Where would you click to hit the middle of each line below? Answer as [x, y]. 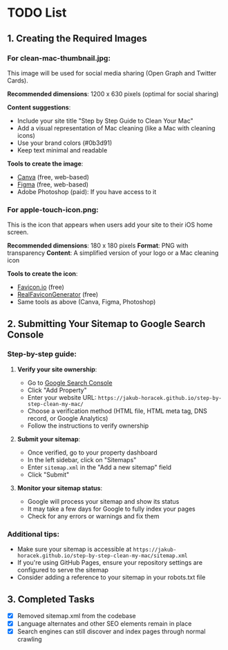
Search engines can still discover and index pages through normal [111, 631]
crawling [30, 640]
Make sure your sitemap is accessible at [74, 550]
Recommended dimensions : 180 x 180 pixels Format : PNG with [98, 246]
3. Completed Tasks [51, 599]
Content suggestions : [39, 107]
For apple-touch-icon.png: [53, 209]
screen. [18, 232]
